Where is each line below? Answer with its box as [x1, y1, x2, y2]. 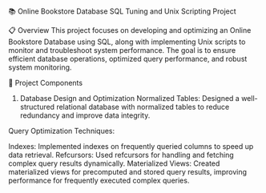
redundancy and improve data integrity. [19, 111, 151, 120]
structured [19, 103, 54, 111]
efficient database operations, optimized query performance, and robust [8, 54, 248, 63]
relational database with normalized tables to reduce [55, 103, 230, 111]
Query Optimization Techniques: [8, 127, 115, 135]
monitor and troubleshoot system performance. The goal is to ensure [8, 46, 236, 54]
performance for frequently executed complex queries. [8, 175, 190, 185]
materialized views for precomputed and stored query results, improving [8, 167, 247, 176]
